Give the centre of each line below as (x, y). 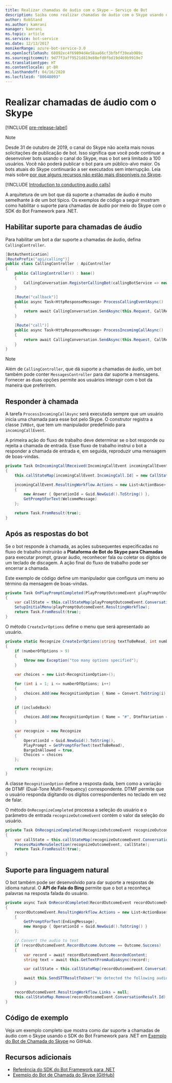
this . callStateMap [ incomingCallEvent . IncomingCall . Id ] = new (81, 476)
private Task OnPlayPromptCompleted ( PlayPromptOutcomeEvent (71, 593)
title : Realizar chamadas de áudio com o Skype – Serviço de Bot (76, 10)
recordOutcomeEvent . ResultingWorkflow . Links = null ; (72, 992)
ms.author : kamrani (26, 24)
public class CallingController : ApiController (58, 264)
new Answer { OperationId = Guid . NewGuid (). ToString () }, (87, 494)
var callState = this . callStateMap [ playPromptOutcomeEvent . (80, 602)
